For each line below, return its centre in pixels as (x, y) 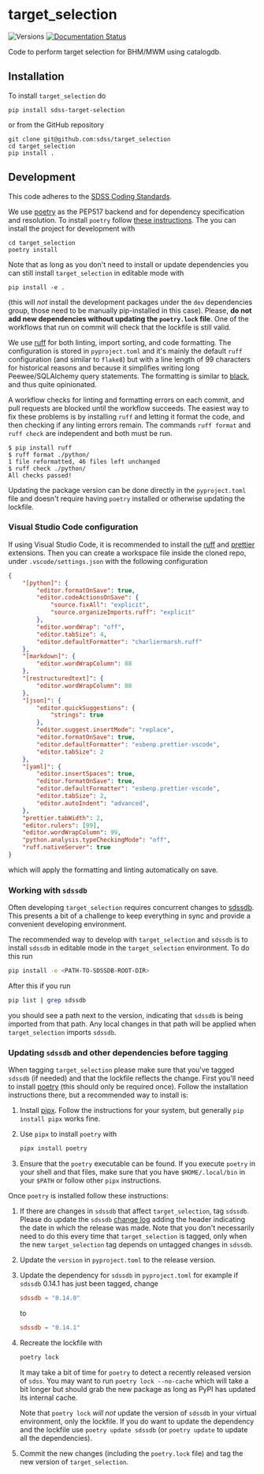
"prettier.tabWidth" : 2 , (63, 818)
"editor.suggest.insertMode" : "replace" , (106, 730)
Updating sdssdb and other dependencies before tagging (118, 1052)
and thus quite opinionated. (52, 384)
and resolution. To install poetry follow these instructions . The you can (122, 220)
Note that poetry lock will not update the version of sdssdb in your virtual (138, 1412)
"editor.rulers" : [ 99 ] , (61, 825)
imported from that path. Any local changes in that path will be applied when (132, 1024)
